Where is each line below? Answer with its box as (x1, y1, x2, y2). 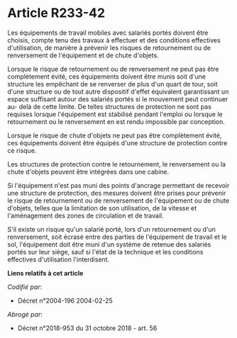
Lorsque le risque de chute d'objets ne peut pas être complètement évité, (7, 131, 222, 140)
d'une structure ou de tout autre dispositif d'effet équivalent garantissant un (7, 87, 229, 96)
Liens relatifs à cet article (7, 269, 84, 277)
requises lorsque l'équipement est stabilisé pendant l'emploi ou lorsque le (7, 110, 223, 118)
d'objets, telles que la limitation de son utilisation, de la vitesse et (7, 203, 197, 212)
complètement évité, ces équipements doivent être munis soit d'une (7, 72, 206, 81)
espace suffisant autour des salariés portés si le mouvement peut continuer (7, 94, 228, 103)
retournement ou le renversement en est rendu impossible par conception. (7, 117, 226, 125)
